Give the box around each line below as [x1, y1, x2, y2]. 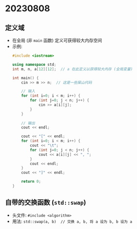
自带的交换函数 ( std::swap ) [5, 198, 87, 207]
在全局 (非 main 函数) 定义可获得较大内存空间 [12, 38, 102, 43]
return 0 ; [21, 179, 41, 184]
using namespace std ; [12, 62, 57, 67]
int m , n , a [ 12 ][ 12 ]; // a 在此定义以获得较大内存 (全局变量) [12, 66, 133, 71]
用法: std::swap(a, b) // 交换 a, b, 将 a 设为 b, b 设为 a [12, 218, 133, 224]
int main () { [12, 75, 39, 81]
